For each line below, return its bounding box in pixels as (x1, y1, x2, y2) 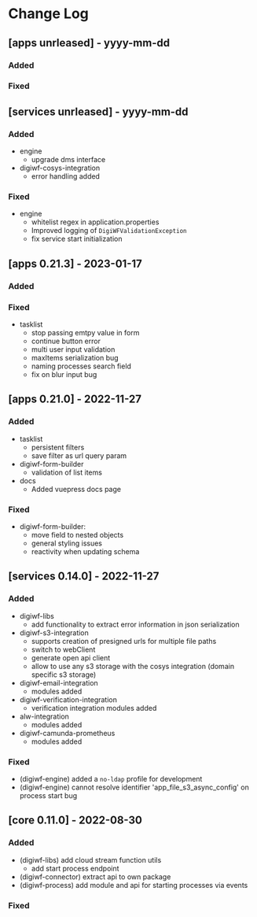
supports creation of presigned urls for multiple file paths (31, 636, 217, 645)
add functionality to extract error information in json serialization (31, 619, 240, 629)
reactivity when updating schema (31, 547, 140, 556)
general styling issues (31, 538, 102, 548)
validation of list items (31, 468, 102, 477)
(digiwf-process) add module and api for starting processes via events (19, 880, 248, 889)
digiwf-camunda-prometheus (19, 728, 116, 738)
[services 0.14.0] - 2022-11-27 (8, 570, 160, 583)
